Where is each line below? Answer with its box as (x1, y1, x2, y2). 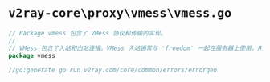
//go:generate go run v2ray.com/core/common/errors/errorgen (8, 66, 218, 74)
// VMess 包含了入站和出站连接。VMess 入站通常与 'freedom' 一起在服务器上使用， (8, 44, 258, 52)
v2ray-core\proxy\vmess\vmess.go (8, 6, 232, 21)
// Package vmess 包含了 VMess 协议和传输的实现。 (8, 29, 167, 37)
